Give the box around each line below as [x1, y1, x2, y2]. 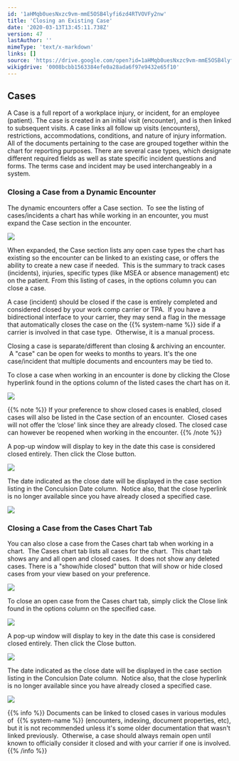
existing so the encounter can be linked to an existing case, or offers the [7, 253, 219, 262]
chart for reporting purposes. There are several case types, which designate [7, 147, 231, 155]
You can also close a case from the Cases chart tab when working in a [7, 539, 214, 548]
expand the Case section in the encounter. [7, 218, 132, 227]
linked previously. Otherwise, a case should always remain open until [7, 732, 211, 740]
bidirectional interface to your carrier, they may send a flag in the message [7, 312, 226, 321]
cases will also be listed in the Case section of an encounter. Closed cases [7, 413, 228, 422]
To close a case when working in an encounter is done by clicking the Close [7, 370, 230, 379]
